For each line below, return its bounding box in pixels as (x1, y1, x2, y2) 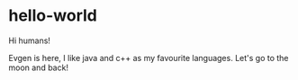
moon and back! (8, 62, 69, 73)
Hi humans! (8, 35, 51, 46)
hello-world (8, 5, 98, 26)
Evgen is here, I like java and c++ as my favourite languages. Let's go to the (8, 52, 289, 63)
